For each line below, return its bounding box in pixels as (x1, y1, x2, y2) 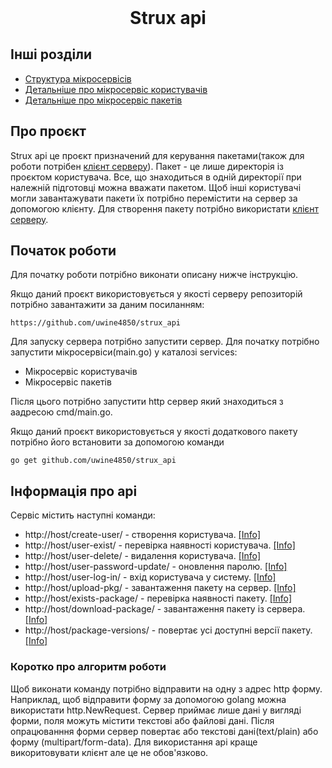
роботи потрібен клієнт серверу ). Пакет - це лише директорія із (10, 160, 284, 172)
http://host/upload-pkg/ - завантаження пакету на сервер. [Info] (24, 582, 297, 594)
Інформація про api (10, 482, 138, 500)
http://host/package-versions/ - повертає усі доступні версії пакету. (24, 624, 313, 636)
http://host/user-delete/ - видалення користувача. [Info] (24, 550, 262, 562)
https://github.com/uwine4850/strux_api (10, 318, 182, 328)
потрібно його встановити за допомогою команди (10, 436, 225, 448)
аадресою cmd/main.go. (10, 406, 113, 418)
